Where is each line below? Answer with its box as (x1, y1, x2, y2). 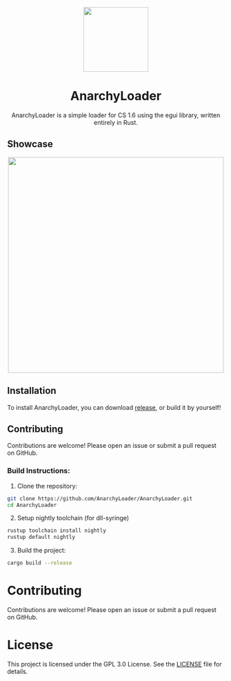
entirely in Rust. (94, 118, 138, 126)
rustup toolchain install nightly (7, 527, 107, 534)
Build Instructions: (7, 466, 70, 475)
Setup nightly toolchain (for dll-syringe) (17, 514, 130, 522)
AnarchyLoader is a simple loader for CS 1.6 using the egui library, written (11, 110, 221, 119)
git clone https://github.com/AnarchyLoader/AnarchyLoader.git (7, 495, 193, 502)
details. (7, 667, 28, 675)
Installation (7, 385, 57, 397)
